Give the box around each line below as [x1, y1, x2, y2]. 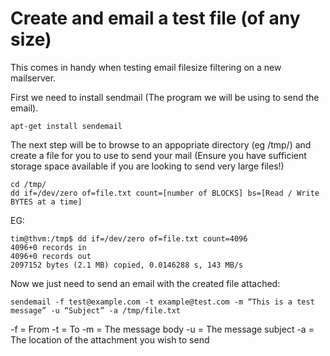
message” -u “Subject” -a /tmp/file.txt [10, 305, 182, 316]
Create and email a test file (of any [10, 7, 301, 30]
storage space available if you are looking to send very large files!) [10, 160, 285, 172]
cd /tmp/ [10, 179, 47, 189]
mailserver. [10, 72, 57, 84]
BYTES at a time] [10, 197, 83, 207]
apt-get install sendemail [10, 121, 123, 131]
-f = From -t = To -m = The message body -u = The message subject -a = [10, 323, 315, 335]
